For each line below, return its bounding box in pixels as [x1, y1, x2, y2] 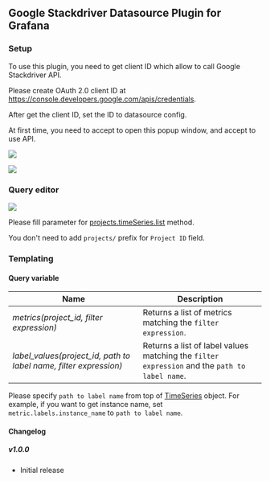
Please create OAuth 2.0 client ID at [8, 85, 126, 95]
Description [177, 294, 223, 305]
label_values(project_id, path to [12, 350, 131, 361]
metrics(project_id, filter [12, 312, 103, 323]
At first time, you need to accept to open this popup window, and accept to [8, 125, 256, 135]
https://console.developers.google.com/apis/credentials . [8, 94, 197, 104]
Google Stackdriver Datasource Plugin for [8, 6, 222, 20]
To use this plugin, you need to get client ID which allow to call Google [8, 61, 241, 71]
